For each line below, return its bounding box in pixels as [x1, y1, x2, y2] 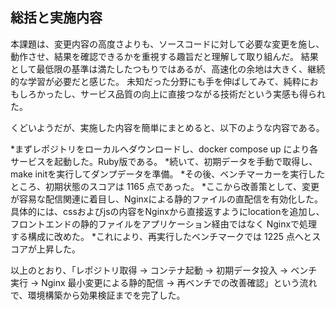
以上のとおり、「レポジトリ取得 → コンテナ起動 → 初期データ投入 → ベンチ [10, 264, 318, 276]
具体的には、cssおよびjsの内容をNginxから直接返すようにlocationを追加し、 [10, 205, 325, 217]
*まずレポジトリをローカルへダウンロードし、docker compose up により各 [10, 143, 319, 155]
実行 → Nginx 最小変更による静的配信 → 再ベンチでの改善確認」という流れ [10, 276, 318, 288]
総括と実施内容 [10, 9, 103, 27]
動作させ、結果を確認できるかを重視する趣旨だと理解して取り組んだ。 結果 [10, 50, 319, 62]
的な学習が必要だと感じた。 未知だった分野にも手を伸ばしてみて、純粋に [10, 75, 310, 87]
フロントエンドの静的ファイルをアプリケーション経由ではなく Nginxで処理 [10, 218, 318, 230]
